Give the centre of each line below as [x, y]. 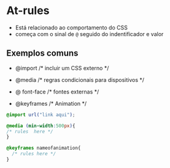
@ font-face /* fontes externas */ [57, 92]
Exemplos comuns [42, 53]
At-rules [28, 11]
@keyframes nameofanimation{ [44, 148]
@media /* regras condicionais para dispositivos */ [80, 79]
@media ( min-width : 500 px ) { [41, 126]
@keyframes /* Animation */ [51, 103]
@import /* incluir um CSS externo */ [62, 68]
